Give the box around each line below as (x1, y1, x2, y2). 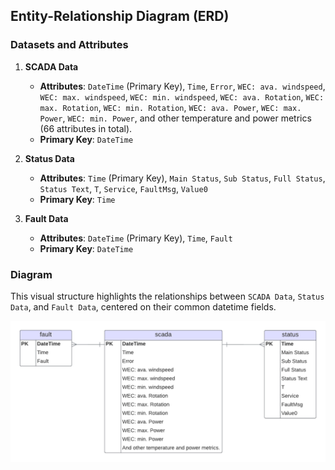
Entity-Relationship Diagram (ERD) (10, 8, 230, 25)
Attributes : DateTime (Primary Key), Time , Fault (39, 232, 233, 244)
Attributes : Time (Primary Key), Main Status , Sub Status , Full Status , (39, 172, 326, 184)
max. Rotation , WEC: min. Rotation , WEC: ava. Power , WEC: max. (39, 101, 302, 113)
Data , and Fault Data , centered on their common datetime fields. (10, 300, 277, 313)
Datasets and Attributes (10, 38, 129, 52)
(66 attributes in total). (39, 122, 133, 134)
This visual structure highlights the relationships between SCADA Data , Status (10, 290, 325, 302)
